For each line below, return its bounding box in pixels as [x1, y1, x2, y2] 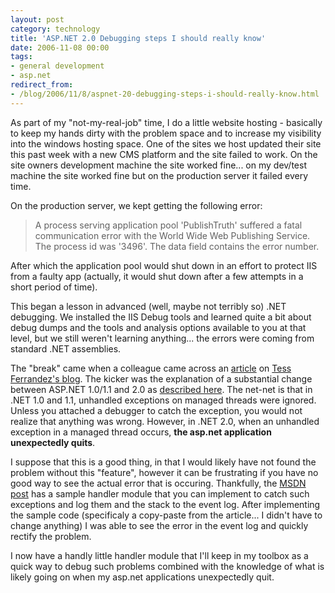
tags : [10, 52, 33, 62]
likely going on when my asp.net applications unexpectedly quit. [10, 571, 275, 583]
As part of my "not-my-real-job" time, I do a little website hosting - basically [10, 116, 323, 128]
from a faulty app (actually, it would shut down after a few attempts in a [10, 270, 304, 282]
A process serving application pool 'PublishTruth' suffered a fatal [34, 219, 303, 231]
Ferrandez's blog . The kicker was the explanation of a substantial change [10, 372, 313, 385]
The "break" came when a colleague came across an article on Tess [10, 362, 292, 374]
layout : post [10, 14, 65, 25]
